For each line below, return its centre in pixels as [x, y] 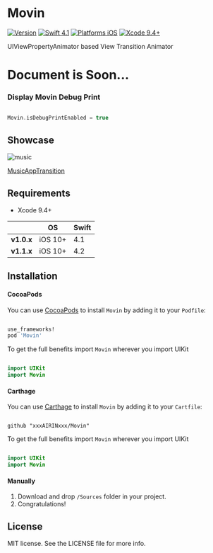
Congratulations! [42, 504]
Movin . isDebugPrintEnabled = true [58, 118]
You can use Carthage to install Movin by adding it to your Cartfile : [105, 407]
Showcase [31, 140]
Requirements [39, 193]
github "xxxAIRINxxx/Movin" [49, 426]
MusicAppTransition [36, 171]
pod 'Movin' [25, 336]
